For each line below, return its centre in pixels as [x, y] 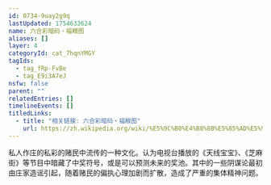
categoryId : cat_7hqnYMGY [52, 53]
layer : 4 [23, 46]
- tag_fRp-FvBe [41, 69]
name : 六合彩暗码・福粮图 [46, 31]
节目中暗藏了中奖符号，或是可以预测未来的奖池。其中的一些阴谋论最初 [146, 162]
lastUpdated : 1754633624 [50, 23]
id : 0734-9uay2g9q [39, 16]
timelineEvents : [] [41, 106]
